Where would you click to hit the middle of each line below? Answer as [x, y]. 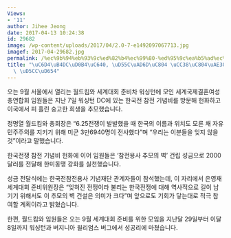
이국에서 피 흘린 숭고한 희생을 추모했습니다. [65, 109]
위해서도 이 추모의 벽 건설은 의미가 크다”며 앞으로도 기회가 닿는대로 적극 [115, 195]
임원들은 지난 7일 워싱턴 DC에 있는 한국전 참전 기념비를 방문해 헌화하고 [126, 100]
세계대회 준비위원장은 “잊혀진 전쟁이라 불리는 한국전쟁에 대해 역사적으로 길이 [109, 187]
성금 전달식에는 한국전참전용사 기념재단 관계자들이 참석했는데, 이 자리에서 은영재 [114, 178]
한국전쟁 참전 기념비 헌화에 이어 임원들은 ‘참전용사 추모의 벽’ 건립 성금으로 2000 [114, 155]
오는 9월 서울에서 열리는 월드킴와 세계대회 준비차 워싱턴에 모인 [90, 91]
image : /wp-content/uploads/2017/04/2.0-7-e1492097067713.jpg [98, 45]
